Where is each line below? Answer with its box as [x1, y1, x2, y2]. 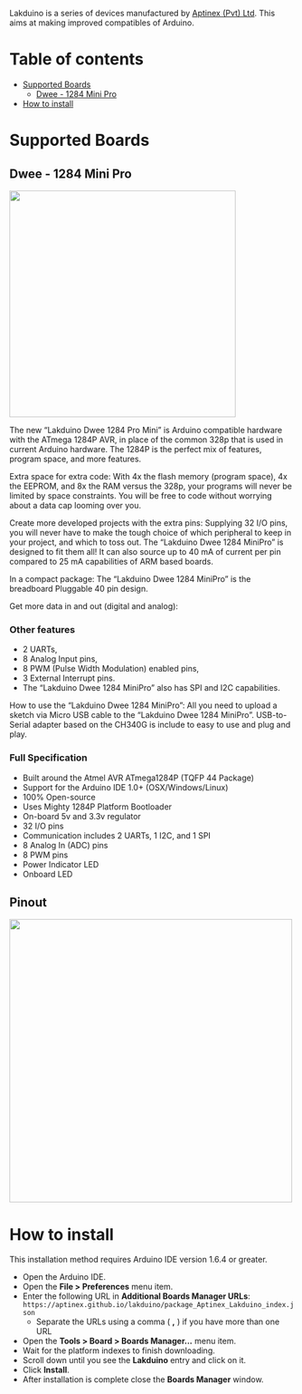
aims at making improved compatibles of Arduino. [9, 17, 194, 28]
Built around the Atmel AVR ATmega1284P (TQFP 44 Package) [22, 772, 255, 783]
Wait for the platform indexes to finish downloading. [22, 1345, 215, 1356]
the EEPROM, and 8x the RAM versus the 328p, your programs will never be [9, 480, 292, 491]
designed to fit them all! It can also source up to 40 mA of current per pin [9, 546, 282, 557]
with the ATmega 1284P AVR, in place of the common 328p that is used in [9, 434, 284, 445]
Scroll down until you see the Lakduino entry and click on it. [22, 1355, 247, 1366]
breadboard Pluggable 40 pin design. [9, 583, 148, 594]
